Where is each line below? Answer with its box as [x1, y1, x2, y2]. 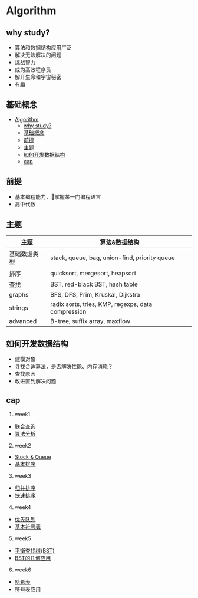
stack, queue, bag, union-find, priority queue [49, 254, 175, 262]
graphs [9, 291, 29, 299]
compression [49, 308, 87, 316]
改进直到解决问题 [14, 377, 57, 385]
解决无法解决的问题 [14, 51, 62, 58]
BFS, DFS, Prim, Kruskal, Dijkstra [49, 291, 140, 299]
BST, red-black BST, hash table [49, 280, 138, 288]
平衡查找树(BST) [14, 547, 55, 554]
